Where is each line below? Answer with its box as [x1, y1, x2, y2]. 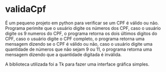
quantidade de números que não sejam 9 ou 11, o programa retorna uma [5, 46, 152, 52]
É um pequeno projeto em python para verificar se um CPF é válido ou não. [5, 20, 159, 26]
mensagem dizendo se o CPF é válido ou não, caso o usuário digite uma [5, 41, 153, 47]
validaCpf [5, 3, 46, 15]
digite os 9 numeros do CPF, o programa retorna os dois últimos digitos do [5, 30, 158, 36]
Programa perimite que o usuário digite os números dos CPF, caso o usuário [5, 25, 161, 31]
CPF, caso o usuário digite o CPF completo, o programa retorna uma [5, 36, 145, 42]
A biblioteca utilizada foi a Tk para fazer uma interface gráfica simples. [5, 61, 150, 67]
